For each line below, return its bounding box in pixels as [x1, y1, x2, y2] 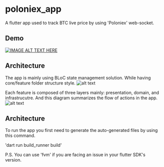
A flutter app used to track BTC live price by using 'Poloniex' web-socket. [5, 20, 155, 26]
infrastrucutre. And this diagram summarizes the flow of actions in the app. [5, 95, 158, 101]
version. [5, 157, 22, 163]
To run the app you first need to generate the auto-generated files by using [5, 127, 158, 133]
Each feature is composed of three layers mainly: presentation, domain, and [5, 89, 160, 95]
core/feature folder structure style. [5, 80, 76, 86]
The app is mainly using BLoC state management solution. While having [5, 75, 151, 81]
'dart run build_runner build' [5, 142, 62, 148]
